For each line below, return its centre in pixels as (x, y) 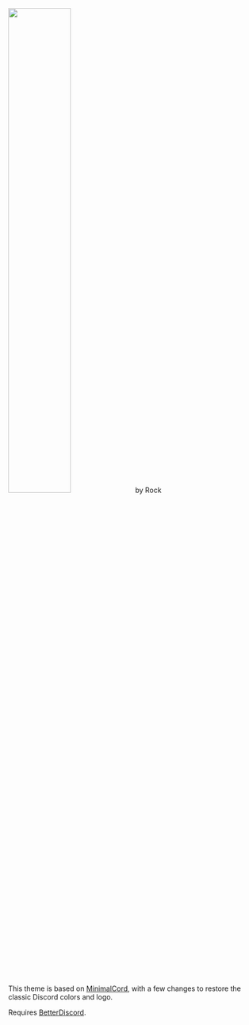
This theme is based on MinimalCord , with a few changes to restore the (125, 988)
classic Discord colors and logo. (61, 997)
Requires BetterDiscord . (47, 1012)
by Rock (148, 490)
